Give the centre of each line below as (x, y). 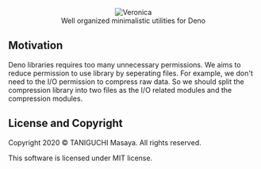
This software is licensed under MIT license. (81, 158)
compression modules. (46, 98)
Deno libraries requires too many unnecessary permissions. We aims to (125, 64)
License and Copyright (65, 123)
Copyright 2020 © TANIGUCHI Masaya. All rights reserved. (105, 142)
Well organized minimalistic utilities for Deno (133, 21)
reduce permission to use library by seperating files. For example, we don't (131, 73)
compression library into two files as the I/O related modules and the (120, 90)
